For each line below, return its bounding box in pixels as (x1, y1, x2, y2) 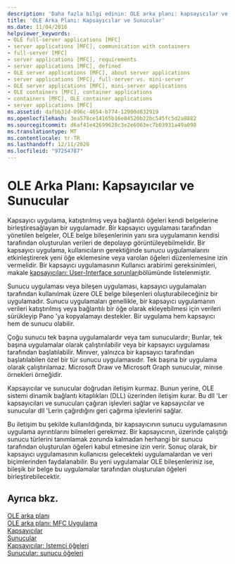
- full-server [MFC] (7, 50, 68, 57)
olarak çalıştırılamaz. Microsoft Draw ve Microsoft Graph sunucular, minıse (7, 363, 223, 371)
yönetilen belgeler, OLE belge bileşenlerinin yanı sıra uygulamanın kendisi (7, 231, 220, 239)
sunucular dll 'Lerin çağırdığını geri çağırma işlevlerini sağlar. (7, 406, 183, 415)
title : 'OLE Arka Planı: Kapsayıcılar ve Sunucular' (7, 17, 165, 24)
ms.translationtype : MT (7, 128, 77, 135)
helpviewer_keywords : (7, 30, 71, 37)
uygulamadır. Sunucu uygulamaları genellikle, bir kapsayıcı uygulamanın (7, 297, 216, 305)
